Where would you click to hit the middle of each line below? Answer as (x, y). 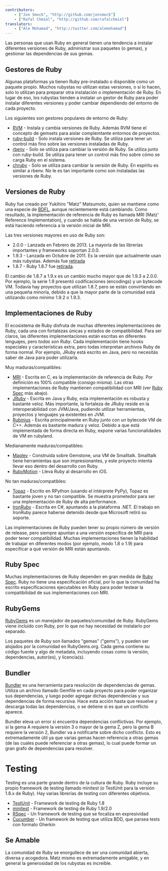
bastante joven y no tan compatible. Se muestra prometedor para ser (84, 496)
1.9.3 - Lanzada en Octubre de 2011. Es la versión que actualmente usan (87, 255)
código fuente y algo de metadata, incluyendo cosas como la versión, (77, 652)
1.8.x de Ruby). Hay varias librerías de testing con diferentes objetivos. (78, 793)
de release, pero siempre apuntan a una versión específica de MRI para (79, 533)
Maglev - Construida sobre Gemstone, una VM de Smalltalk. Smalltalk (85, 455)
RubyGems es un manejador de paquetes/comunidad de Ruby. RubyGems (82, 621)
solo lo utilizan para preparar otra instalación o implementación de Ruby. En (83, 92)
